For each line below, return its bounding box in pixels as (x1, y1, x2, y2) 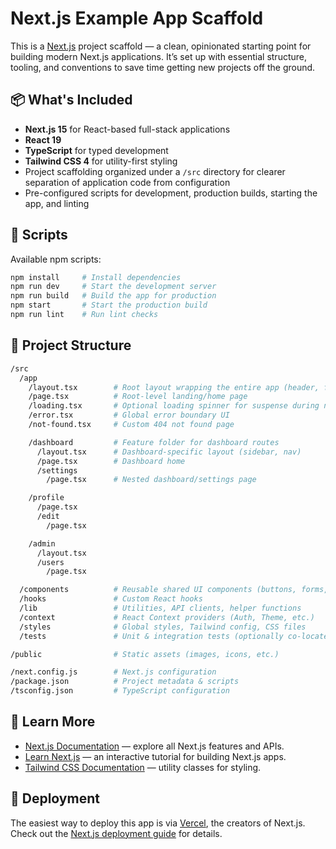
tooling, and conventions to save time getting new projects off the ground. (10, 61, 316, 73)
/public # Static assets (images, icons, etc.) (10, 649, 280, 659)
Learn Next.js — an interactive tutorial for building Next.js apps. (24, 750, 287, 762)
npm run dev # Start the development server (10, 282, 217, 292)
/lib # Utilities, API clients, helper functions (19, 603, 302, 613)
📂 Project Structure (10, 337, 132, 354)
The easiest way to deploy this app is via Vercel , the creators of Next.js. (10, 817, 306, 829)
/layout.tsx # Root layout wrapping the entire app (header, (28, 382, 320, 392)
